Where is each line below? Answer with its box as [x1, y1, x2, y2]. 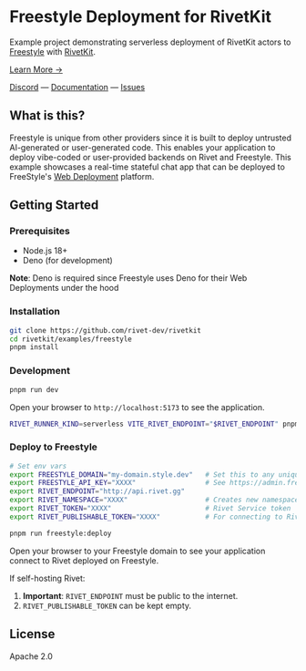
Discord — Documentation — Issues [9, 81, 146, 92]
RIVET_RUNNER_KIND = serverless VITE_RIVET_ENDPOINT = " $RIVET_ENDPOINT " [9, 419, 280, 428]
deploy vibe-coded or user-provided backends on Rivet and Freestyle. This [9, 151, 291, 162]
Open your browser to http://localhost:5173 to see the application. [9, 401, 265, 412]
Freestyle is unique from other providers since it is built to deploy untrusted [9, 132, 292, 143]
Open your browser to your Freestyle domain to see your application [9, 545, 266, 556]
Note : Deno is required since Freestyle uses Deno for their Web [9, 273, 248, 284]
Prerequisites [9, 225, 70, 238]
